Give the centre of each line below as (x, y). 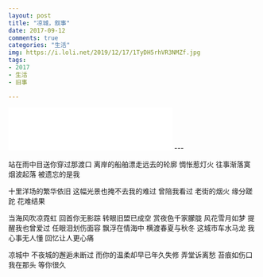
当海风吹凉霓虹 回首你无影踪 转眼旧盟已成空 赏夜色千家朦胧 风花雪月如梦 (127, 218)
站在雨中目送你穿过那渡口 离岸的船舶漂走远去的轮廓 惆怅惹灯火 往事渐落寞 (130, 164)
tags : (17, 60)
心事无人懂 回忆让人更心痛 (51, 238)
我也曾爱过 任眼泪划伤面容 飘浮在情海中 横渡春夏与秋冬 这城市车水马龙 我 (135, 228)
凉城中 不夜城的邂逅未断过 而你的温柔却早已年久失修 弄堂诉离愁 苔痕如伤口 (130, 255)
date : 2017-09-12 (37, 30)
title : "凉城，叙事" (39, 23)
